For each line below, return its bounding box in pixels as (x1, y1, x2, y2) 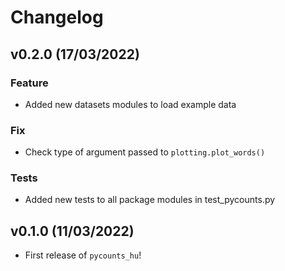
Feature (10, 76, 49, 90)
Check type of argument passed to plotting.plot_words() (24, 146, 266, 158)
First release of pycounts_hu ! (24, 249, 142, 261)
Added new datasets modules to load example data (24, 98, 237, 110)
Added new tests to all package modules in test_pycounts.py (24, 194, 276, 206)
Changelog (10, 6, 104, 29)
